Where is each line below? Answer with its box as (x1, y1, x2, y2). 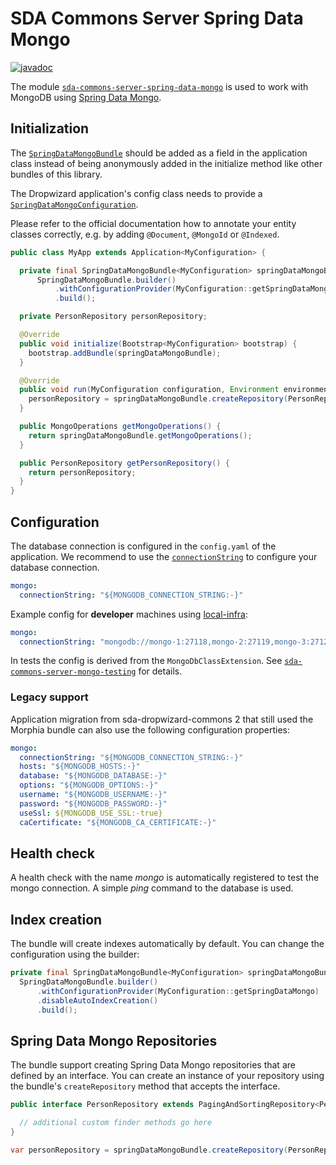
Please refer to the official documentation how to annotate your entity (10, 217, 297, 229)
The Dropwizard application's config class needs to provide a (10, 187, 263, 199)
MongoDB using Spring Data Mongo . (10, 91, 162, 103)
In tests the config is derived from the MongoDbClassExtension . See (10, 655, 283, 667)
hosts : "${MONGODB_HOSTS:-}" (19, 762, 141, 772)
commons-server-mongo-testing (10, 667, 137, 677)
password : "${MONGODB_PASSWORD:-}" (19, 798, 168, 809)
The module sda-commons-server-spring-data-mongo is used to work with (10, 80, 309, 92)
